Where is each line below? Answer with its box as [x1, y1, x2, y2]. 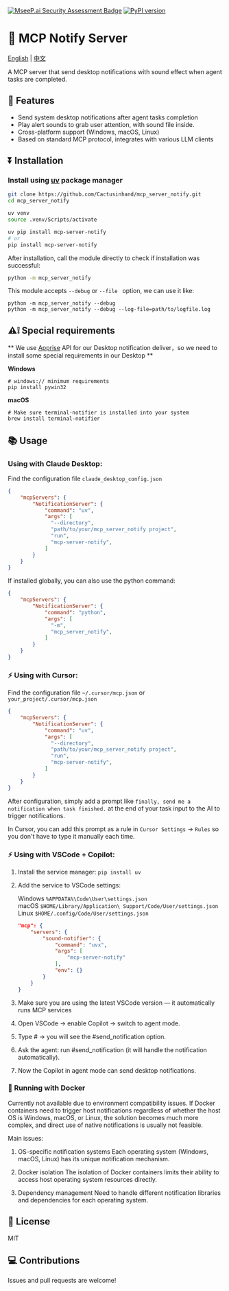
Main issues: [8, 1134, 44, 1142]
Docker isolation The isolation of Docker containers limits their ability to [17, 1167, 219, 1176]
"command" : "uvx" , [54, 941, 108, 949]
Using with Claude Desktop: [8, 458, 103, 468]
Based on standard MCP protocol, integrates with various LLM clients [17, 135, 214, 143]
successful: [8, 261, 40, 269]
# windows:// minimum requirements [8, 378, 110, 385]
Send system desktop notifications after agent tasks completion [17, 113, 198, 121]
